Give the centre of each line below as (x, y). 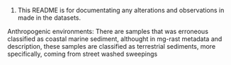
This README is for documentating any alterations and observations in (121, 10)
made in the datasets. (49, 18)
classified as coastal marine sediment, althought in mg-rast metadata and (115, 39)
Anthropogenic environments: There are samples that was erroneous (108, 31)
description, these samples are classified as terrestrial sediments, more (112, 46)
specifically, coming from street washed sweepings (83, 54)
